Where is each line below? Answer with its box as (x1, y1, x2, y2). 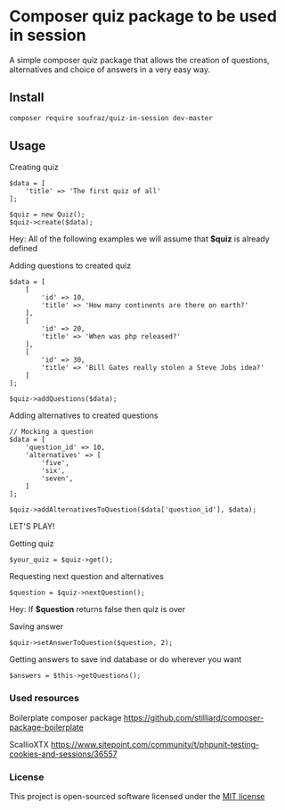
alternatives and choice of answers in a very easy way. (9, 64, 211, 75)
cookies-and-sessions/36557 (9, 749, 118, 759)
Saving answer (9, 621, 64, 632)
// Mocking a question (9, 428, 94, 437)
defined (9, 243, 38, 254)
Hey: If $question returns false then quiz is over (9, 604, 185, 615)
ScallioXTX (9, 739, 49, 749)
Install (9, 90, 45, 105)
